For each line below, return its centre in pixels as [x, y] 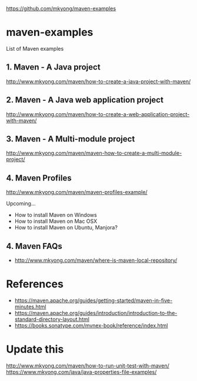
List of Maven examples [35, 48]
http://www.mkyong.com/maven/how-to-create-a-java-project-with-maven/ [98, 81]
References [35, 284]
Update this [35, 349]
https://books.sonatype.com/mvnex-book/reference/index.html [91, 325]
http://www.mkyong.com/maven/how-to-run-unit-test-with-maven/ [88, 366]
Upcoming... [21, 203]
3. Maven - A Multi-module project [71, 139]
